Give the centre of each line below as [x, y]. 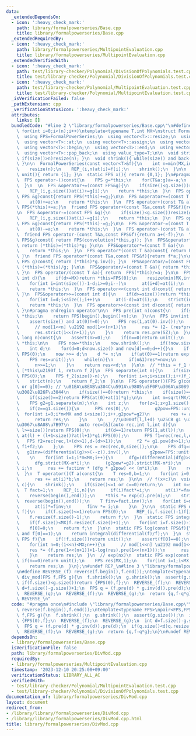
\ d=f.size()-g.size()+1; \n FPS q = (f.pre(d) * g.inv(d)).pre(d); [101, 588]
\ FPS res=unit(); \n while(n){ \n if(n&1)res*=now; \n [96, 360]
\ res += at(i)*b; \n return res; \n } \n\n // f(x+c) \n [96, 479]
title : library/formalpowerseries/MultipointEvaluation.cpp [91, 55]
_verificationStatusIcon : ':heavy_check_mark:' [70, 109]
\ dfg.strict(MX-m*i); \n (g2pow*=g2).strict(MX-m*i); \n [99, 463]
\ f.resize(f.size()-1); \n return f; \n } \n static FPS [95, 517]
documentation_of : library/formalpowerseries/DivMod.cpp [77, 697]
